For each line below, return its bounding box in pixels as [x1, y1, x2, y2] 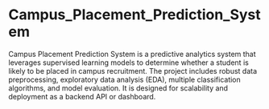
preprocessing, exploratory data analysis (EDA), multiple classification [8, 75, 242, 84]
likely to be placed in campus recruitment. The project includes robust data [8, 66, 258, 75]
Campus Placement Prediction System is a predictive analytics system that [8, 49, 256, 59]
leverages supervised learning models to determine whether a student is [8, 58, 250, 67]
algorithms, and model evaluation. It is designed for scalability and [8, 83, 228, 93]
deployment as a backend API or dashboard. [8, 91, 156, 101]
